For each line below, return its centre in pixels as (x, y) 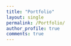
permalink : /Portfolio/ (36, 23)
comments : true (25, 34)
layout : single (25, 17)
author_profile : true (33, 28)
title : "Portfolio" (30, 12)
